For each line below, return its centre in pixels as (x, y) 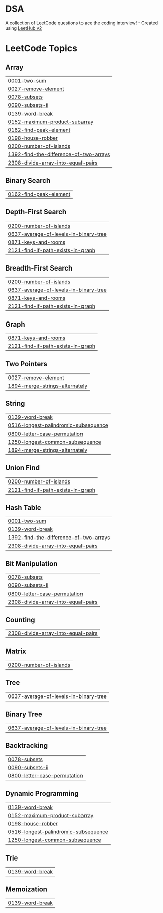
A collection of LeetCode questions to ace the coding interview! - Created (82, 23)
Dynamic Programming (42, 794)
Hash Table (23, 508)
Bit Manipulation (31, 563)
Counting (20, 620)
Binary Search (28, 180)
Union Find (23, 468)
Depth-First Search (36, 212)
